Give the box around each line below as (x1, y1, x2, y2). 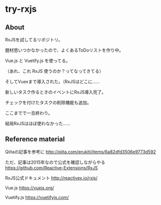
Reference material (5, 135, 65, 143)
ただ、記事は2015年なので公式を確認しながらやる (5, 159, 105, 165)
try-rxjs (5, 3, 37, 15)
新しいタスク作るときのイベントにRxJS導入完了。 (5, 89, 106, 95)
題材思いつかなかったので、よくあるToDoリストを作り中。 (5, 47, 124, 53)
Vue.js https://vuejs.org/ (5, 185, 54, 191)
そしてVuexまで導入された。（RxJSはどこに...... (5, 79, 100, 84)
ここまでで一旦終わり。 (5, 110, 53, 116)
